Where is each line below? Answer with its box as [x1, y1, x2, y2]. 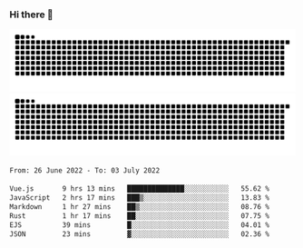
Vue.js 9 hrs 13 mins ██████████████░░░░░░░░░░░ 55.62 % [9, 184, 270, 193]
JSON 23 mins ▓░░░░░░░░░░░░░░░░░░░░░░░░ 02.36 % [9, 229, 270, 239]
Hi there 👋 [9, 8, 54, 21]
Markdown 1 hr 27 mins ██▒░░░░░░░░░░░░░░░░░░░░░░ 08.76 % [9, 202, 270, 212]
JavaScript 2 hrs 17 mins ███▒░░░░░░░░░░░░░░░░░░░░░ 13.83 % [9, 193, 270, 203]
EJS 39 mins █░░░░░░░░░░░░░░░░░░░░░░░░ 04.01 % [9, 220, 270, 230]
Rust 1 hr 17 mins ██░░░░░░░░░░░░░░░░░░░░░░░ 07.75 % [9, 211, 270, 221]
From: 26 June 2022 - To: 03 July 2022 [9, 165, 161, 175]
